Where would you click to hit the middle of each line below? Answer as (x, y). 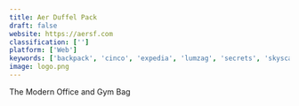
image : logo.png (39, 67)
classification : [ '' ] (49, 42)
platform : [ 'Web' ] (43, 50)
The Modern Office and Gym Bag (70, 91)
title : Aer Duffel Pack (53, 17)
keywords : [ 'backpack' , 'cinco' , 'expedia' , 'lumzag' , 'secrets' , (135, 58)
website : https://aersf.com (61, 34)
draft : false (33, 26)
